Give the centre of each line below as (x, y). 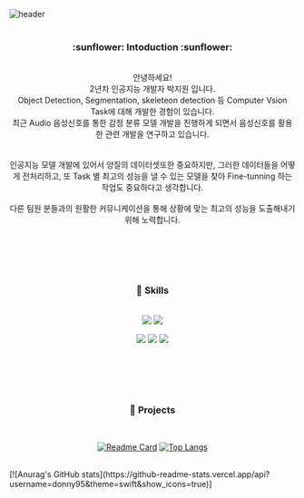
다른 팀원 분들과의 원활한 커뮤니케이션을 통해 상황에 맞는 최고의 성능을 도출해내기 (152, 209)
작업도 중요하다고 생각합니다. (152, 188)
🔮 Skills (152, 290)
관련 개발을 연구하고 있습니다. (157, 134)
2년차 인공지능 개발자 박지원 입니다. (152, 89)
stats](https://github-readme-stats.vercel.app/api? (176, 474)
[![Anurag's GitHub (44, 474)
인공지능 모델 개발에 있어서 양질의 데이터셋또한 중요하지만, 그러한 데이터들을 (144, 165)
